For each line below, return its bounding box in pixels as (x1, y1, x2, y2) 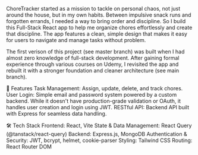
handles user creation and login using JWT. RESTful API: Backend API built (6, 104, 190, 110)
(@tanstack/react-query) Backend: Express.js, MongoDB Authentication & (6, 131, 187, 137)
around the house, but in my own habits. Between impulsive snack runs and (6, 11, 191, 18)
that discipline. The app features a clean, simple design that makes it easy (6, 30, 187, 37)
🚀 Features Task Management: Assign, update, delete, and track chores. (6, 85, 183, 91)
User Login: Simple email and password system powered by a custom (6, 91, 177, 98)
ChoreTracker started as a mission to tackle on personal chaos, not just (6, 5, 181, 12)
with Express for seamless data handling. (6, 110, 107, 117)
